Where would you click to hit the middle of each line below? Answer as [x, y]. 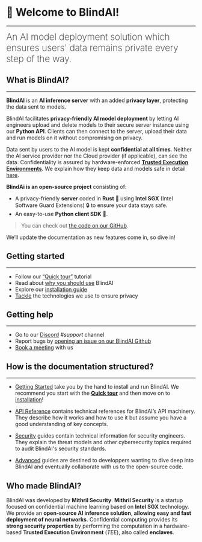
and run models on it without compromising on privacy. [75, 138]
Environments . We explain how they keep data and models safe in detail [96, 168]
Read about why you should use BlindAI [64, 282]
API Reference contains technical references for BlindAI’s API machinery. [105, 411]
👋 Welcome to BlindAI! [63, 12]
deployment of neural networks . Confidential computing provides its [92, 519]
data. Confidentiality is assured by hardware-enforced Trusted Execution [97, 162]
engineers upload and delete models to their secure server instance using [98, 125]
